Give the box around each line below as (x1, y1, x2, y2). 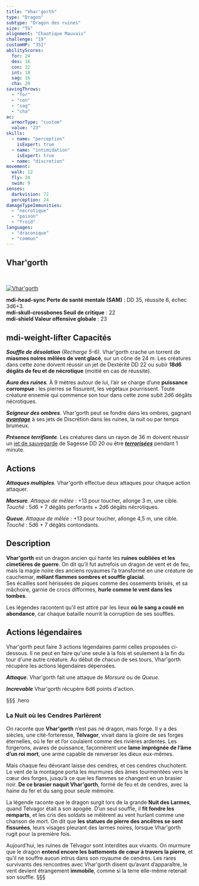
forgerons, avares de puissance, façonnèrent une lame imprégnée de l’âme (6, 744, 192, 751)
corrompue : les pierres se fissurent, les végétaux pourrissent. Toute (6, 385, 175, 393)
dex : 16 (11, 58, 31, 64)
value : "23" (11, 125, 42, 131)
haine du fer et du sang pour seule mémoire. (6, 787, 115, 794)
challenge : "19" (6, 36, 46, 42)
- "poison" (11, 214, 39, 220)
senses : (6, 186, 26, 192)
